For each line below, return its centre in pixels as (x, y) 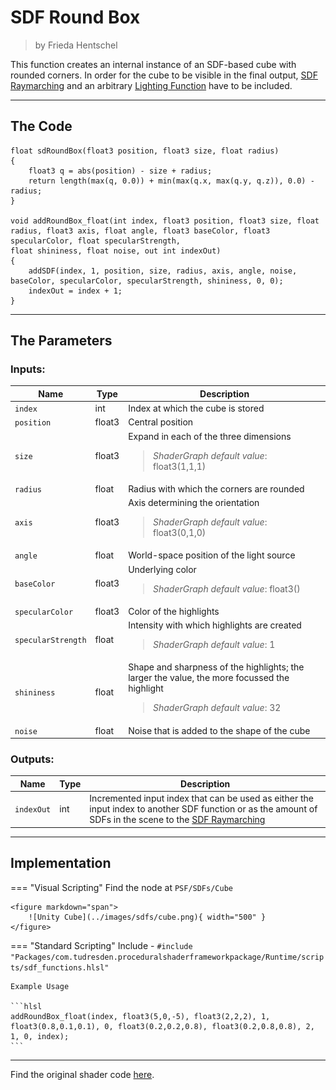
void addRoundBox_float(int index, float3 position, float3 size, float (165, 221)
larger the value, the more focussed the (209, 678)
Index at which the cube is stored (196, 408)
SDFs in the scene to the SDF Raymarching (177, 820)
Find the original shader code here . (82, 1074)
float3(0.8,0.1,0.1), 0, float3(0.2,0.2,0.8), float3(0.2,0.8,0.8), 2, (162, 1026)
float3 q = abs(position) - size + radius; (120, 171)
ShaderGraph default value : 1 (214, 645)
